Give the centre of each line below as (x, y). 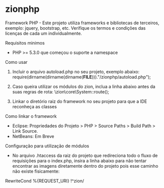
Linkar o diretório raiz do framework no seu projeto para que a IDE (80, 101)
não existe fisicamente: (36, 171)
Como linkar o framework (31, 116)
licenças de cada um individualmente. (44, 33)
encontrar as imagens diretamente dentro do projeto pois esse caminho (85, 166)
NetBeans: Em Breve (33, 136)
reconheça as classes (34, 106)
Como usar (17, 62)
